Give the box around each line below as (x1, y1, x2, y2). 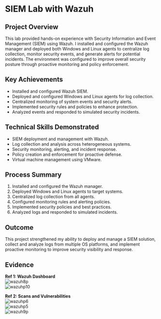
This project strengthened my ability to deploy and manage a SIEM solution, (5, 236, 156, 242)
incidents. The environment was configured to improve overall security (5, 56, 146, 62)
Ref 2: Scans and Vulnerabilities (5, 293, 71, 299)
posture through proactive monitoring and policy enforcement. (5, 62, 130, 67)
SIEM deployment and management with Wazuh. (12, 136, 109, 142)
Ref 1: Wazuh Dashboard (5, 273, 56, 280)
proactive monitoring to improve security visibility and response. (5, 247, 133, 252)
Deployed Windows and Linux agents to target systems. (12, 188, 123, 195)
